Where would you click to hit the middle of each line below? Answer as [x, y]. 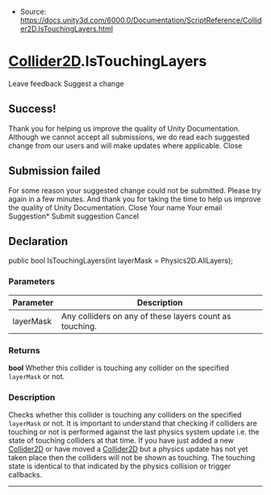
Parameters [31, 281]
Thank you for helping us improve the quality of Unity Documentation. [124, 128]
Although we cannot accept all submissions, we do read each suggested [129, 137]
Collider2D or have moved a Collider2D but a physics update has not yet [128, 449]
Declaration [38, 241]
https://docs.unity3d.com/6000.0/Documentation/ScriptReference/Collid [141, 20]
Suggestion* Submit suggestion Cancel [74, 216]
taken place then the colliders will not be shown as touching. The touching [132, 458]
